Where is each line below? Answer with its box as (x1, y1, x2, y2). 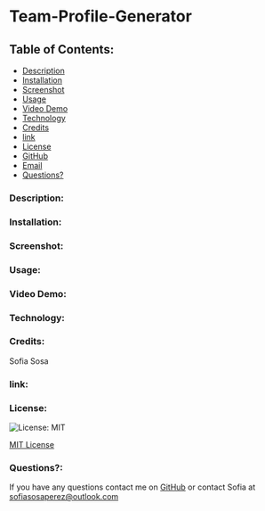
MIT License (9, 440, 55, 450)
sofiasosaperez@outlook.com (9, 491, 119, 502)
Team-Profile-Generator (9, 6, 193, 27)
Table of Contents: (9, 42, 115, 57)
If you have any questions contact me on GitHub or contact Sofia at (9, 482, 256, 492)
